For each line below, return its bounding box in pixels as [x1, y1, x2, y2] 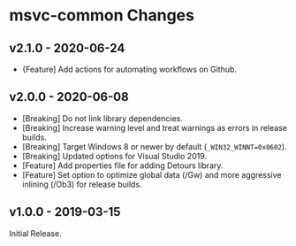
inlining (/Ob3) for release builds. [21, 179, 143, 189]
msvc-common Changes [9, 5, 194, 26]
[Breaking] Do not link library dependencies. [21, 112, 184, 124]
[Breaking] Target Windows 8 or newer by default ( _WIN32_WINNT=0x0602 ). [21, 141, 287, 151]
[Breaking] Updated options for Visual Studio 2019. [21, 150, 208, 161]
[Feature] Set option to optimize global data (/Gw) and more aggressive [21, 169, 282, 180]
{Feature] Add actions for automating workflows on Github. [21, 64, 237, 74]
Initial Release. [9, 227, 62, 239]
